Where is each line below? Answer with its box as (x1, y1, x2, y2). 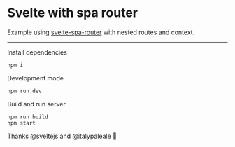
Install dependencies (7, 48, 68, 57)
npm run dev (7, 87, 42, 94)
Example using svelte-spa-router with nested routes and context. (7, 28, 195, 36)
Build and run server (7, 99, 66, 108)
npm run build (7, 113, 49, 120)
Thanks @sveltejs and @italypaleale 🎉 (7, 132, 117, 140)
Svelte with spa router (7, 5, 138, 21)
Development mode (7, 73, 64, 82)
